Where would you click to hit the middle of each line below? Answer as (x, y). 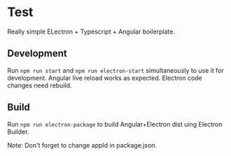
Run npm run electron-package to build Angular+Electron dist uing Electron (115, 124)
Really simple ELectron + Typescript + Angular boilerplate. (91, 31)
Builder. (18, 132)
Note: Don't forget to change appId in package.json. (82, 145)
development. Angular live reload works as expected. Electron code (105, 78)
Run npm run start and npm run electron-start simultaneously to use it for (115, 70)
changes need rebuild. (40, 85)
